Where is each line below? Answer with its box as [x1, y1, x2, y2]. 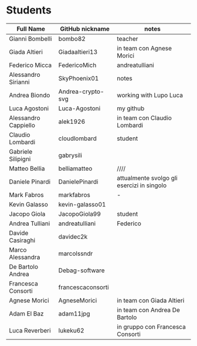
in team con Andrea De [117, 306, 181, 314]
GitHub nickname [60, 25, 110, 33]
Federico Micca [9, 61, 52, 69]
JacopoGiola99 [58, 209, 101, 218]
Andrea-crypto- [58, 87, 104, 96]
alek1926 [58, 117, 86, 125]
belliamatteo [58, 164, 93, 172]
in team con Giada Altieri [117, 296, 185, 304]
